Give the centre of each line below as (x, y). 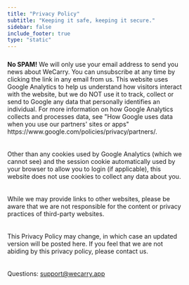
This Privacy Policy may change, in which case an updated (92, 236)
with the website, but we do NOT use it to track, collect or (91, 94)
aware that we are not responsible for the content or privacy (94, 207)
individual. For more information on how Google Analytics (90, 109)
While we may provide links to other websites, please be (89, 199)
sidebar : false (30, 27)
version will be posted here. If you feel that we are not (85, 244)
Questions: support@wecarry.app (56, 274)
